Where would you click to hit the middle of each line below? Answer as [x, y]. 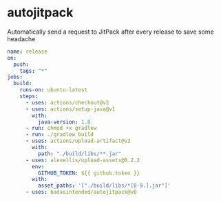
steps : [29, 97]
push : [21, 64]
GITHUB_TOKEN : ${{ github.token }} [88, 173]
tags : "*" [34, 71]
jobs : [15, 77]
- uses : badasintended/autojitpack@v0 [81, 192]
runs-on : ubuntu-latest [54, 90]
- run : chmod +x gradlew [61, 128]
